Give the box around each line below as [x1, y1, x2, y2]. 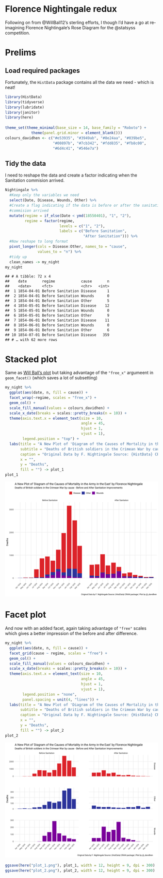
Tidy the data [5, 159, 46, 168]
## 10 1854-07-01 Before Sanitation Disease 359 [5, 332, 110, 337]
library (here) [5, 115, 34, 120]
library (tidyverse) [5, 99, 45, 104]
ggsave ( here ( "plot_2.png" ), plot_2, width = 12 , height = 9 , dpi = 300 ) [5, 868, 155, 873]
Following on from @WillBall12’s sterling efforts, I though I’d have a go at [5, 20, 149, 25]
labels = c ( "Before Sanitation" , [59, 229, 127, 234]
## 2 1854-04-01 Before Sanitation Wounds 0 [5, 293, 110, 298]
